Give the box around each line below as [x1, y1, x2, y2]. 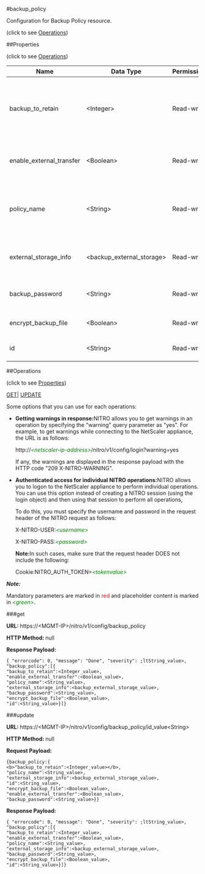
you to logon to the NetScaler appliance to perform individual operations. [15, 483, 199, 490]
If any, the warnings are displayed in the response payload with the [15, 458, 184, 465]
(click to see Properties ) [6, 379, 67, 386]
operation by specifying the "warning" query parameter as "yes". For [15, 421, 189, 428]
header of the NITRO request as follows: [15, 514, 117, 521]
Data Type [110, 67, 142, 75]
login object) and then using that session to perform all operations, [15, 496, 183, 503]
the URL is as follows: [15, 434, 70, 442]
